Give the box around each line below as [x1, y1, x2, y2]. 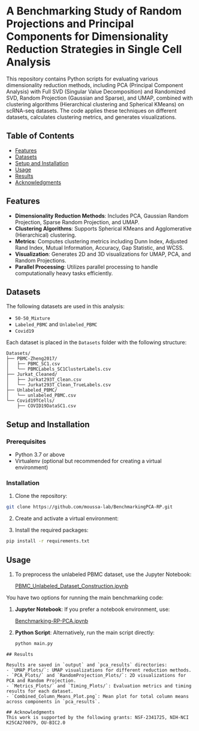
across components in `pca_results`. [6, 699, 101, 705]
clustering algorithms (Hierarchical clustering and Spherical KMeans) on [6, 100, 185, 108]
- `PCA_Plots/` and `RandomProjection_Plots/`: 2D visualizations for [6, 672, 186, 678]
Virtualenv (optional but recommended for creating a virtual [14, 458, 162, 465]
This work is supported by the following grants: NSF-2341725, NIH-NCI [6, 714, 189, 720]
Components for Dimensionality [6, 30, 169, 43]
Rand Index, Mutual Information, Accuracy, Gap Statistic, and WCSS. [14, 244, 185, 251]
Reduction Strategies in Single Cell [6, 43, 182, 56]
